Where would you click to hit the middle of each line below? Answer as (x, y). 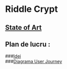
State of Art (24, 28)
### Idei (13, 56)
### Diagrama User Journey (34, 62)
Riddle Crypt (32, 9)
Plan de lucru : (28, 44)
